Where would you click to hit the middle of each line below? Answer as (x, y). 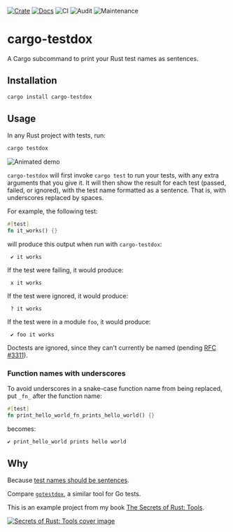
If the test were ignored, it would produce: (68, 296)
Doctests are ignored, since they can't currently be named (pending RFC (112, 348)
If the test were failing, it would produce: (65, 270)
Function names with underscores (66, 373)
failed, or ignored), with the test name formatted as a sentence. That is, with (116, 190)
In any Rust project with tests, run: (57, 135)
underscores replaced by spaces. (56, 198)
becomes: (22, 429)
